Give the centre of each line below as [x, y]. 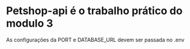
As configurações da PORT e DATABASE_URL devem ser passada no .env [95, 40]
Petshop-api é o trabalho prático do [94, 11]
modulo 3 [30, 23]
